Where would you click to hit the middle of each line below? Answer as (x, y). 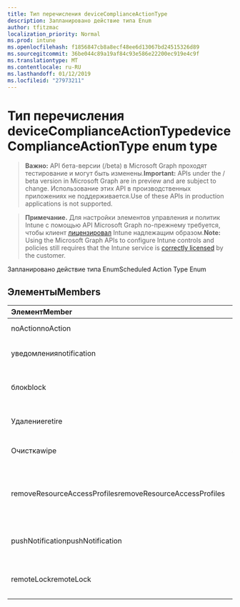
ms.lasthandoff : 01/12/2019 (49, 74)
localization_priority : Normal (54, 34)
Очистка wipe (34, 451)
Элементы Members (54, 292)
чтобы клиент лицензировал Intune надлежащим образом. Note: (123, 233)
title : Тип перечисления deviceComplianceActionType (87, 14)
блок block (29, 388)
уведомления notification (54, 353)
